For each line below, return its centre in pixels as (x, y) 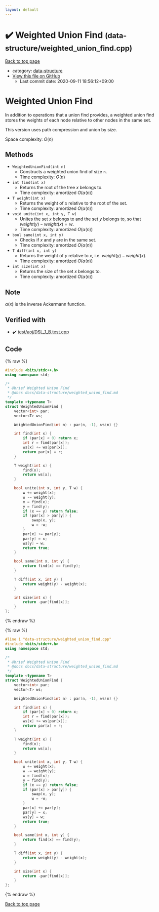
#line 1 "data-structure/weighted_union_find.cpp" (58, 639)
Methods (19, 154)
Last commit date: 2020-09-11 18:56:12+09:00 (67, 81)
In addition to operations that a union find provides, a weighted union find (80, 115)
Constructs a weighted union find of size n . (63, 172)
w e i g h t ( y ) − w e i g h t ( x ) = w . (47, 224)
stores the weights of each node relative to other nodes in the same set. (78, 120)
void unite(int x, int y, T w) (44, 214)
